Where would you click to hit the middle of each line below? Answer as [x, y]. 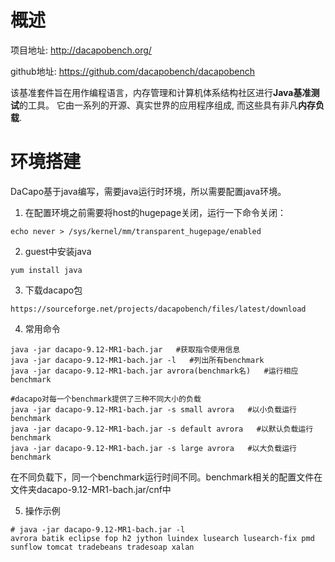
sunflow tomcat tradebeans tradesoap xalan [102, 547]
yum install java [46, 270]
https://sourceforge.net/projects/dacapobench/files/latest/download [158, 309]
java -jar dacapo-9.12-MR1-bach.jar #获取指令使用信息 [125, 349]
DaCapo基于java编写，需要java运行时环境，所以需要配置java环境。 [148, 191]
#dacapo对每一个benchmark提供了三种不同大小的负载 [106, 399]
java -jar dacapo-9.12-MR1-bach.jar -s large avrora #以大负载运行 [153, 448]
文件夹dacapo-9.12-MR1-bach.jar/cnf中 [91, 489]
